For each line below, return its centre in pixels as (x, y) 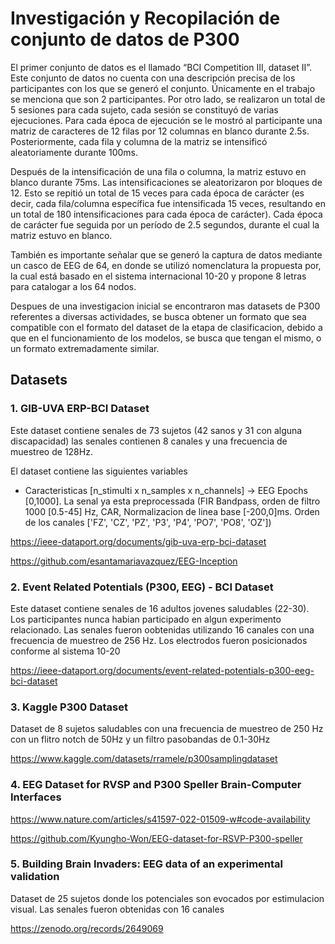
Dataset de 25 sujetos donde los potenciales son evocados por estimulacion (167, 898)
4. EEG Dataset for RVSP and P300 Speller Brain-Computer (156, 785)
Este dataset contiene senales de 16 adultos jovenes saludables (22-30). (160, 608)
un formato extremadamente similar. (85, 348)
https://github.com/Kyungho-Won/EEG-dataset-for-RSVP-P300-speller (156, 838)
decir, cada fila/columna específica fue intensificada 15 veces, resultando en (168, 203)
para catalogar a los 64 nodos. (73, 286)
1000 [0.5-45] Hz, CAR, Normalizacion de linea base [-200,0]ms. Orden (172, 511)
